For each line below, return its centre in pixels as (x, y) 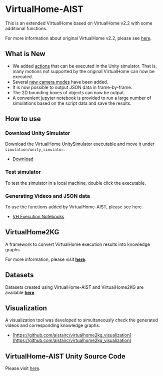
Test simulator (23, 172)
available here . (20, 292)
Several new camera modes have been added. (60, 82)
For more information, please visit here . (46, 259)
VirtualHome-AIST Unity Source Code (65, 356)
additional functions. (26, 28)
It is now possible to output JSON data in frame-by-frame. (72, 87)
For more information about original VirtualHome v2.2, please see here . (78, 38)
